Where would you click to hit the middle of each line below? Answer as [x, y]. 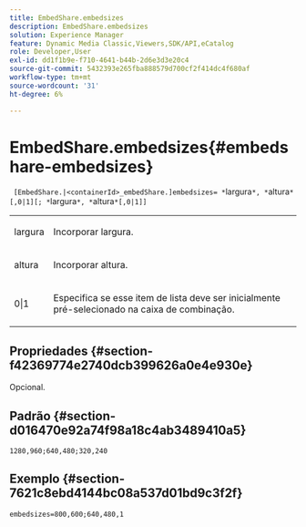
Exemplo [35, 479]
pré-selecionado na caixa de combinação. [144, 309]
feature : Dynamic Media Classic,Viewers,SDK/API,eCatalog [122, 43]
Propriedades [49, 351]
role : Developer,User [51, 52]
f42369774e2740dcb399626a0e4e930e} [131, 365]
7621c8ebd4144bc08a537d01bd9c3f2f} [126, 493]
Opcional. [27, 387]
